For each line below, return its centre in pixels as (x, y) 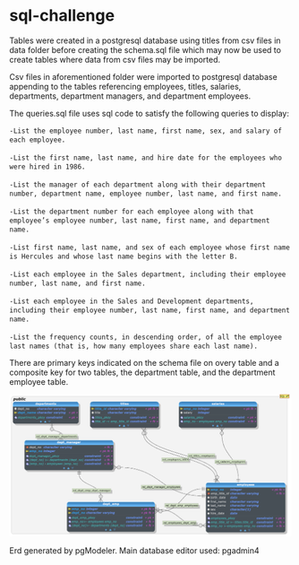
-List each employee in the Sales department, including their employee (148, 274)
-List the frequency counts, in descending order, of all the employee (145, 337)
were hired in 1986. (48, 167)
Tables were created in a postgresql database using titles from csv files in (145, 40)
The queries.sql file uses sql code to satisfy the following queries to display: (149, 113)
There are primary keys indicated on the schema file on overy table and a (144, 362)
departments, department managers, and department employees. (130, 96)
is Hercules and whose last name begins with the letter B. (124, 256)
